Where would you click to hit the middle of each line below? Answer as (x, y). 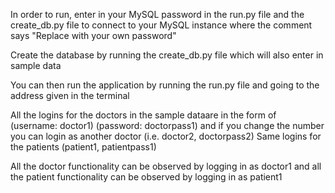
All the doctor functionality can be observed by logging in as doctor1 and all (166, 166)
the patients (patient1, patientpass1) (83, 147)
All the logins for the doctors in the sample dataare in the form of (143, 115)
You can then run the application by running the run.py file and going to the (165, 85)
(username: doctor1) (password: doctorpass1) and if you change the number (167, 125)
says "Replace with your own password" (93, 35)
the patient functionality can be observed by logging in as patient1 (146, 177)
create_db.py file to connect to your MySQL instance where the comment (161, 25)
